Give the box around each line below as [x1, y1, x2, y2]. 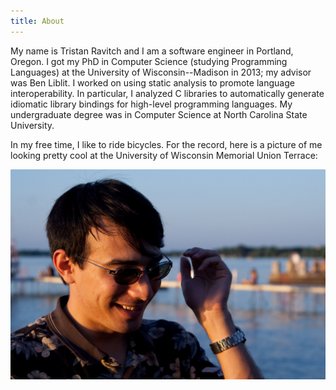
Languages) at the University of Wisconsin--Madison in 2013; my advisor [10, 66, 312, 78]
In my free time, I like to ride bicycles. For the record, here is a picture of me [10, 138, 323, 150]
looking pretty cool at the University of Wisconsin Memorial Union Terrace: [10, 149, 318, 161]
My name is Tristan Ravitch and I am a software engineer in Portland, [10, 45, 294, 57]
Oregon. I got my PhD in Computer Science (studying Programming [10, 55, 288, 67]
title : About [10, 16, 65, 26]
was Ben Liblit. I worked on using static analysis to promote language [10, 76, 295, 89]
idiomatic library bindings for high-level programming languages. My [10, 98, 293, 110]
